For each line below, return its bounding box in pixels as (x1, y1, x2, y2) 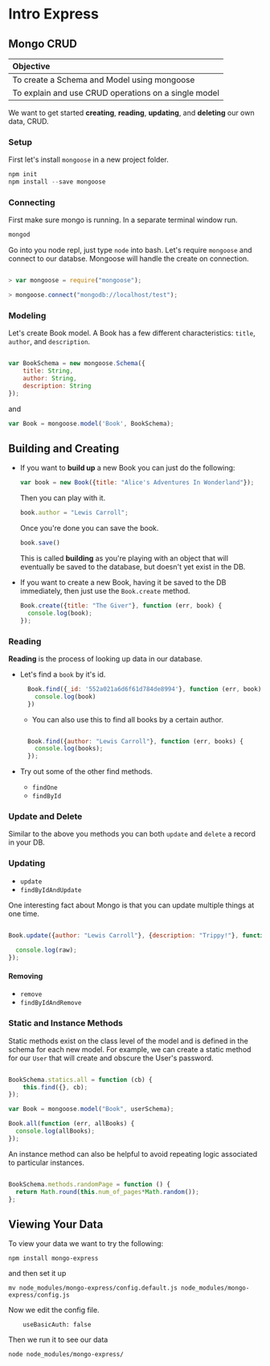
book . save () (19, 539, 60, 547)
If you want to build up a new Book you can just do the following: (19, 463, 235, 473)
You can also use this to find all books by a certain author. (31, 714, 223, 724)
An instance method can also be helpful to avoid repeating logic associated (8, 1149, 258, 1158)
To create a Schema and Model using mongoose (12, 74, 195, 85)
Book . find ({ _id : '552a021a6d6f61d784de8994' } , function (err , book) (27, 685, 262, 693)
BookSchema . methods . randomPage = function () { (8, 1180, 171, 1188)
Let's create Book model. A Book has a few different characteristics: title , (8, 328, 256, 338)
